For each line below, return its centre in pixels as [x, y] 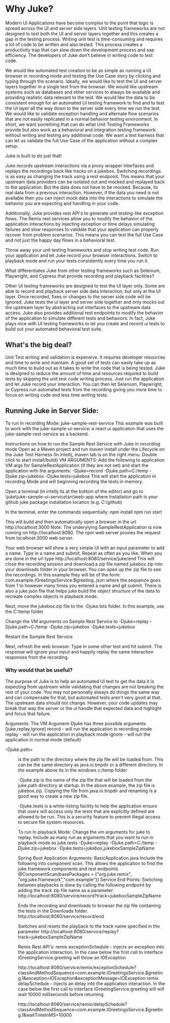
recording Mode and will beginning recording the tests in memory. [74, 481]
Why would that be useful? [39, 670]
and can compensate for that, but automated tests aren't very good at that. [83, 697]
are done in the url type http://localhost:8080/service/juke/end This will [80, 558]
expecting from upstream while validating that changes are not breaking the [84, 687]
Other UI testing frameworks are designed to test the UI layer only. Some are [85, 286]
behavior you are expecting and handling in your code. [62, 203]
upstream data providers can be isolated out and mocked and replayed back [85, 182]
